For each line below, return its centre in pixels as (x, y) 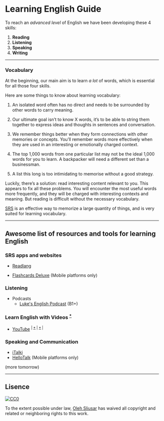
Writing (20, 53)
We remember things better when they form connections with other (80, 134)
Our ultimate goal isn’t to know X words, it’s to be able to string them (81, 120)
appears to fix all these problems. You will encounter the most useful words (81, 189)
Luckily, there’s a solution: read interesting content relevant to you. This (77, 183)
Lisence (17, 387)
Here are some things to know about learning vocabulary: (63, 95)
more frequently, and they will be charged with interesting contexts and (77, 194)
